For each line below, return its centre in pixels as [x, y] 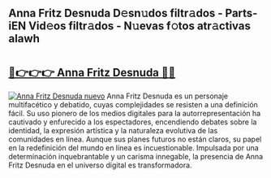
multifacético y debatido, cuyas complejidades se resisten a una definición [133, 104]
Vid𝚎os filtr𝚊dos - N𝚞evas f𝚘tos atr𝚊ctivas [140, 26]
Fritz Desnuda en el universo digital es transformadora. [100, 165]
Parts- [241, 13]
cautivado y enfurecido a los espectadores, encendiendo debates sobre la [133, 122]
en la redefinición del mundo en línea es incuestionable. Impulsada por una [134, 148]
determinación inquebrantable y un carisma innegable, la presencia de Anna [136, 156]
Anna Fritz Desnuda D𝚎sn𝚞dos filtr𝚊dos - [116, 13]
